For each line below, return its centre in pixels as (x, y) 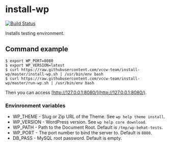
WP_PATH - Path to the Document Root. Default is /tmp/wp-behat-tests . (88, 127)
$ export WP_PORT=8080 (29, 61)
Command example (37, 49)
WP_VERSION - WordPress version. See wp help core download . (79, 122)
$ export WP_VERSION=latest (35, 65)
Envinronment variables (35, 105)
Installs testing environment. (35, 33)
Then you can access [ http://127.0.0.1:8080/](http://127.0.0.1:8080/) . (76, 92)
